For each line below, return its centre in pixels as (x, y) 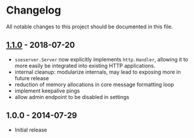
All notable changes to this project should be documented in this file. (89, 27)
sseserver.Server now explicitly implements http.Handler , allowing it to (101, 59)
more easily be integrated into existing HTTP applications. (85, 65)
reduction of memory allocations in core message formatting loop (94, 84)
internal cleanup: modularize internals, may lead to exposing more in (98, 72)
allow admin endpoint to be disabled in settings (72, 97)
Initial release (31, 130)
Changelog (34, 10)
